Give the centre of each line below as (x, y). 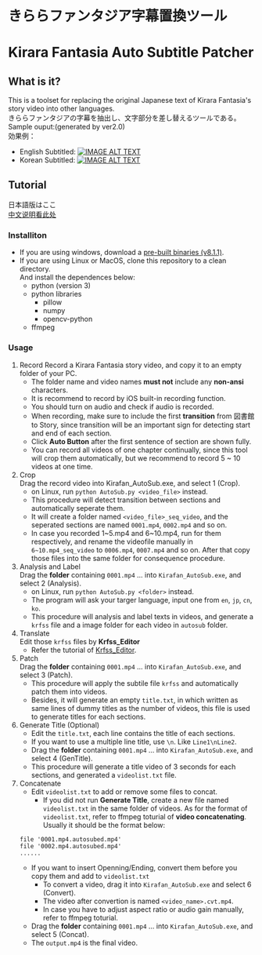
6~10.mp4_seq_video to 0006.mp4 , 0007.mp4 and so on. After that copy (140, 549)
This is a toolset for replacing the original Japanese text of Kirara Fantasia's (130, 100)
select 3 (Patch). (46, 675)
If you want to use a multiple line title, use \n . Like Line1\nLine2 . (134, 742)
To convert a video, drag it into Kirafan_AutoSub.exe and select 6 (147, 884)
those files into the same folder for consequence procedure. (128, 558)
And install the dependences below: (77, 277)
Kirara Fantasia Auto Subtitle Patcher (131, 53)
